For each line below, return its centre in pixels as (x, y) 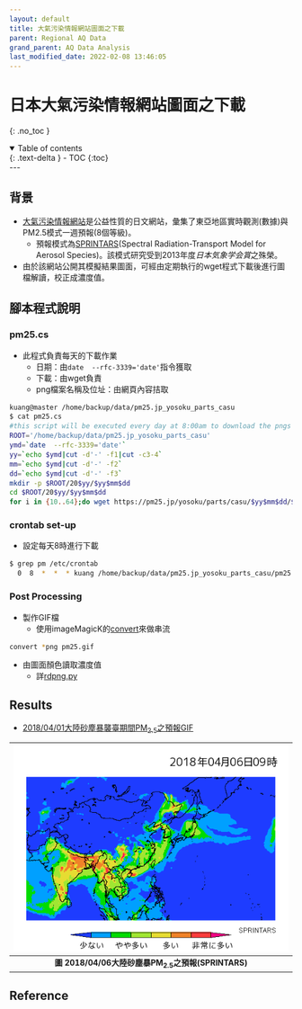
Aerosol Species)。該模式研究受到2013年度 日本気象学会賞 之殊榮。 (159, 254)
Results (31, 705)
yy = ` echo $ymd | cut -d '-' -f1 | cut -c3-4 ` (86, 454)
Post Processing (46, 596)
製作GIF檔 (41, 617)
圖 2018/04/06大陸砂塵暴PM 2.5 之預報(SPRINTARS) (151, 964)
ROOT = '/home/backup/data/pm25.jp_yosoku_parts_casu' (110, 436)
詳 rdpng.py (57, 676)
